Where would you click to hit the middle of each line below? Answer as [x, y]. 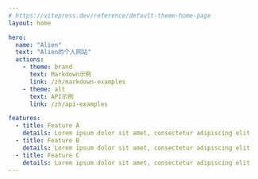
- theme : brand [48, 67]
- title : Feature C [48, 155]
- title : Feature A [48, 126]
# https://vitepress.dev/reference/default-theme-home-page [110, 16]
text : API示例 [51, 96]
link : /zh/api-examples [69, 104]
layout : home [30, 23]
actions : [30, 60]
